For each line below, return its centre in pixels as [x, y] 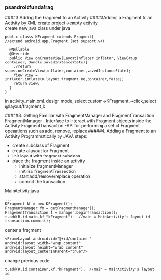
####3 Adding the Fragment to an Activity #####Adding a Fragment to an [79, 18]
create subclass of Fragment [41, 146]
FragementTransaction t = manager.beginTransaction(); [61, 213]
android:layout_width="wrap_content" [43, 243]
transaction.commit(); [28, 221]
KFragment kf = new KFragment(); [39, 204]
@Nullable [19, 50]
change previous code [27, 261]
